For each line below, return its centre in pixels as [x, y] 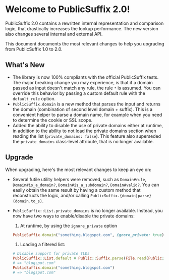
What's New [25, 65]
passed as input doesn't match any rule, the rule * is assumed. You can [87, 88]
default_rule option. [34, 98]
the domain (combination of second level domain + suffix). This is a [82, 109]
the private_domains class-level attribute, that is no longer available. [83, 141]
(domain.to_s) [27, 201]
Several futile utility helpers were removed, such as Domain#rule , [79, 179]
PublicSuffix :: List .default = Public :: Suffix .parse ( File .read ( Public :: [89, 258]
